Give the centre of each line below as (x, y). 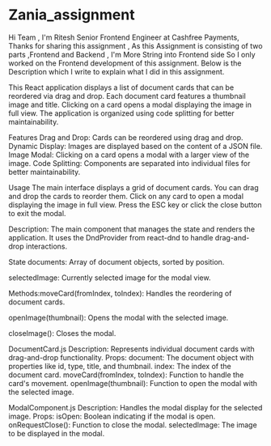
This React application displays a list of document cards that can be (121, 87)
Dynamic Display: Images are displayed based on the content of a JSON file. (135, 146)
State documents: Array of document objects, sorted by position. (116, 261)
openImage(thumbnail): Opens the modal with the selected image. (119, 317)
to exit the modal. (37, 213)
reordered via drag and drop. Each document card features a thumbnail (127, 96)
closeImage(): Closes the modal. (62, 333)
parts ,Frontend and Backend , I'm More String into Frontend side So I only (132, 54)
